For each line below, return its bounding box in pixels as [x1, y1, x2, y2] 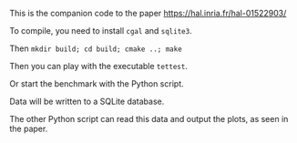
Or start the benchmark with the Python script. [9, 78, 184, 89]
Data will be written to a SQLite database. [9, 96, 165, 107]
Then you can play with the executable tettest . [9, 61, 189, 71]
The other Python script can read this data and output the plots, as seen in [9, 114, 289, 124]
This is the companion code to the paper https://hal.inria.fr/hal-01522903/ [9, 8, 287, 18]
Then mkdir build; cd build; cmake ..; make [9, 43, 182, 54]
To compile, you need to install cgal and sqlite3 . [9, 26, 193, 36]
